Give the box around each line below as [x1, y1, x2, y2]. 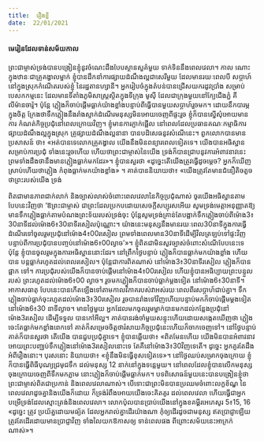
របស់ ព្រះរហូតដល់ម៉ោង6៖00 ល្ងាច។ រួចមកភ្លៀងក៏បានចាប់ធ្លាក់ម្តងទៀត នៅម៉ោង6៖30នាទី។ [8, 275, 245, 285]
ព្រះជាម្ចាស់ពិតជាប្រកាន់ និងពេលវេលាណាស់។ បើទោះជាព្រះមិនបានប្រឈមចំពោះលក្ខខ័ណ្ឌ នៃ [8, 378, 247, 387]
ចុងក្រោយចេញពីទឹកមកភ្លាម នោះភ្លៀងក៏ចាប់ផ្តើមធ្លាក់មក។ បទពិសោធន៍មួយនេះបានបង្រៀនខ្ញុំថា [8, 368, 249, 379]
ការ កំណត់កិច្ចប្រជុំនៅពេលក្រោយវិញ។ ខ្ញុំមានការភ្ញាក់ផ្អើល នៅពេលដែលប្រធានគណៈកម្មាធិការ [8, 118, 247, 128]
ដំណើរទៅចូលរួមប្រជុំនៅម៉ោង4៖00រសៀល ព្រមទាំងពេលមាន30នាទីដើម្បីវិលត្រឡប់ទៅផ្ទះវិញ [8, 228, 247, 237]
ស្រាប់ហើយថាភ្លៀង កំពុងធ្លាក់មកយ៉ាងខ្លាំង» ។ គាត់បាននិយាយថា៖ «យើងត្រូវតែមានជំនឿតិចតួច [8, 165, 253, 174]
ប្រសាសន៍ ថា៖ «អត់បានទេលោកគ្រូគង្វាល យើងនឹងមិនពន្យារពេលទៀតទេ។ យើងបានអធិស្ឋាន [8, 137, 246, 147]
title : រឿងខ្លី [8, 11, 50, 20]
